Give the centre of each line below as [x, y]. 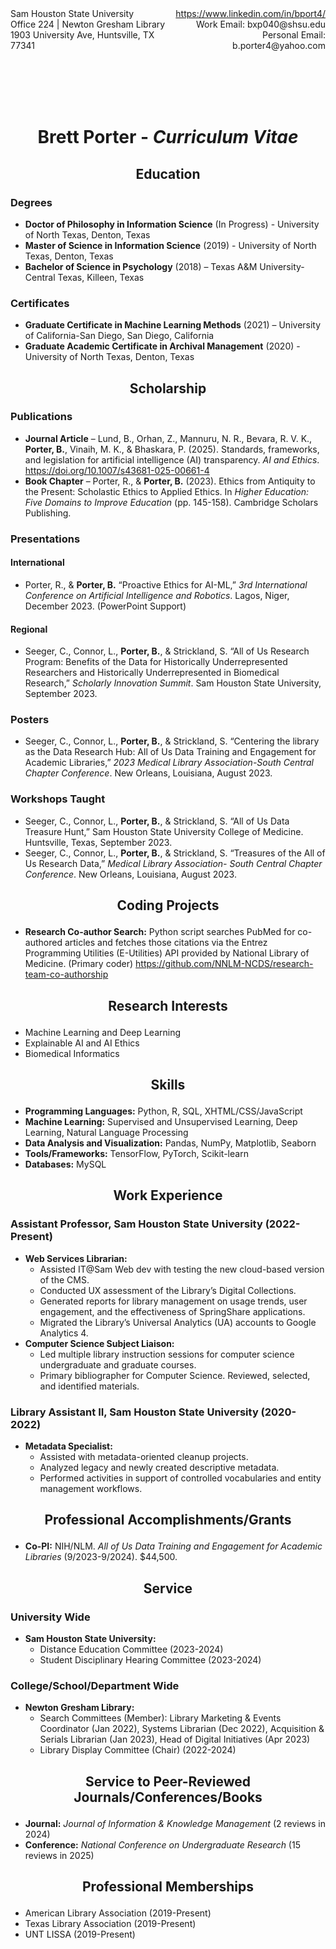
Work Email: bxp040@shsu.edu [261, 24]
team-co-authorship [66, 974]
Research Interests [168, 1005]
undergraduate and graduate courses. [118, 1364]
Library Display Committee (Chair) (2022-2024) [138, 1750]
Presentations [45, 539]
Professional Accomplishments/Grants [168, 1520]
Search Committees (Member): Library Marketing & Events [160, 1718]
